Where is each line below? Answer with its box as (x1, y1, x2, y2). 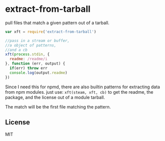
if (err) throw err (9, 66, 48, 71)
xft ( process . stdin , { (5, 52, 50, 57)
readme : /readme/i (9, 57, 48, 62)
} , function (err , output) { (5, 61, 65, 66)
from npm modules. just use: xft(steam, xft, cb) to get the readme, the (5, 89, 154, 95)
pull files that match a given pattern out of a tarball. (5, 20, 110, 26)
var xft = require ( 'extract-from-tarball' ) (5, 29, 97, 34)
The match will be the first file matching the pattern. (5, 104, 111, 109)
